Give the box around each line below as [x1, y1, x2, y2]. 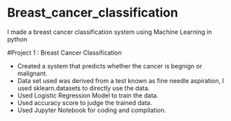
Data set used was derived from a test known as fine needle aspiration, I [17, 76, 224, 84]
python [7, 35, 28, 43]
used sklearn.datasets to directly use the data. [17, 84, 151, 92]
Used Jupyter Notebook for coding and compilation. [17, 106, 166, 114]
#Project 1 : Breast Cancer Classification [7, 48, 122, 57]
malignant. [17, 69, 48, 77]
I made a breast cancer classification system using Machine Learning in [7, 28, 212, 36]
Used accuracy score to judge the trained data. [17, 98, 153, 106]
